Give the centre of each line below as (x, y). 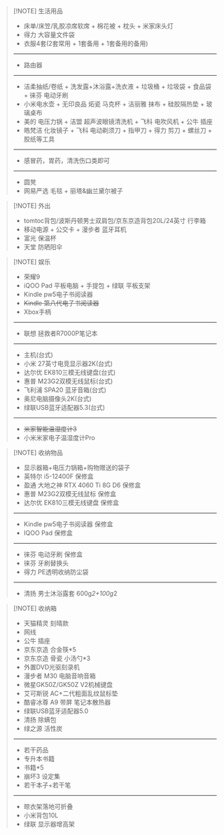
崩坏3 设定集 (42, 776)
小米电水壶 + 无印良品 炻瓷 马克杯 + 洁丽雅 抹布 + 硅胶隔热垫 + (114, 104)
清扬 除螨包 (40, 720)
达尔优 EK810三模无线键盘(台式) (70, 372)
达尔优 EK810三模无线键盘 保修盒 (71, 502)
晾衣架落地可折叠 (48, 807)
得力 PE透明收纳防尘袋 (56, 572)
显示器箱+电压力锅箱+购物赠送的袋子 (77, 467)
